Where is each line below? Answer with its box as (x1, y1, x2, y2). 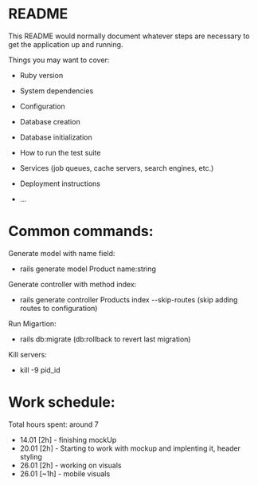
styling (19, 451, 42, 461)
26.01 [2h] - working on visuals (19, 460, 122, 470)
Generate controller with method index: (8, 279, 137, 289)
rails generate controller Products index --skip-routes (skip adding (19, 294, 238, 304)
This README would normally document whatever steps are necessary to (8, 31, 250, 41)
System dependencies (19, 85, 94, 96)
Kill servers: (8, 349, 48, 359)
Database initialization (19, 132, 93, 142)
